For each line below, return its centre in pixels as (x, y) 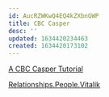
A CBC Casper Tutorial (46, 69)
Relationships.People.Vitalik (55, 85)
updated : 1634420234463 (48, 38)
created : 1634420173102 (48, 46)
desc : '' (23, 31)
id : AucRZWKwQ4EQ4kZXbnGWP (54, 16)
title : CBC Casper (39, 23)
